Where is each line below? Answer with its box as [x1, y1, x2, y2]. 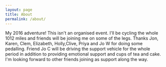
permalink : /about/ [5, 16, 46, 21]
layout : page [5, 7, 33, 12]
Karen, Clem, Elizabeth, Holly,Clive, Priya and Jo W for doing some [5, 41, 143, 47]
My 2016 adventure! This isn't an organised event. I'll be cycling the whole [5, 30, 158, 36]
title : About [5, 12, 33, 17]
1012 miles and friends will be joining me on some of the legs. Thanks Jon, [5, 35, 159, 41]
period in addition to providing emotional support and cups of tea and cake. [5, 51, 161, 57]
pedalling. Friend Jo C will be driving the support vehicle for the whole [5, 46, 150, 52]
